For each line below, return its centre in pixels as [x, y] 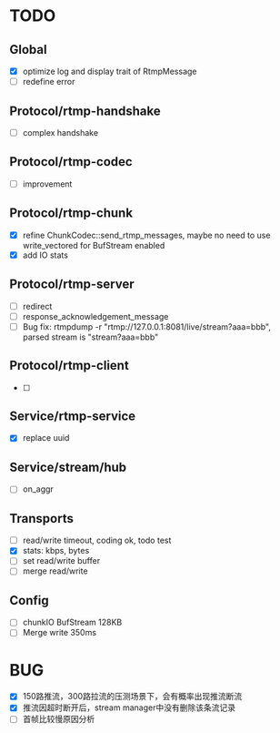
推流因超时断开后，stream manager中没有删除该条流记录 [129, 708]
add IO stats [45, 255]
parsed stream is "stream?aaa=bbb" [90, 337]
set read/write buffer [61, 561]
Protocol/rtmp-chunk [71, 214]
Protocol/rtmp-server [72, 285]
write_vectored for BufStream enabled [94, 245]
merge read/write [55, 571]
